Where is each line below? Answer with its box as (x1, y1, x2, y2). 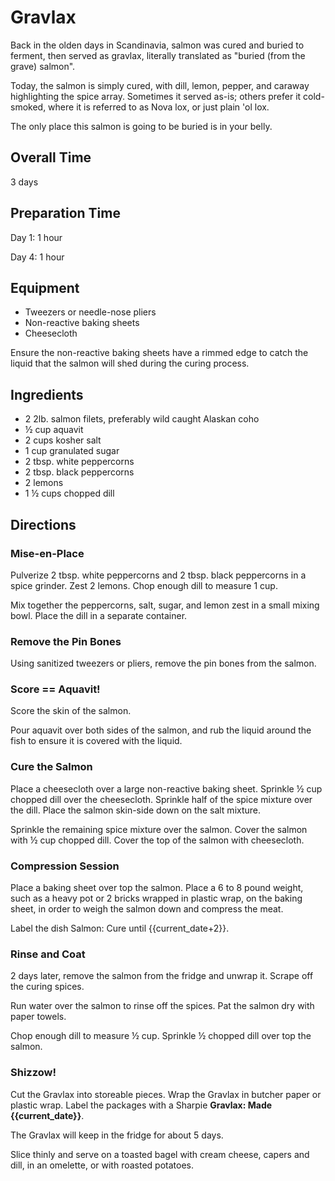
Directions (10, 516, 77, 533)
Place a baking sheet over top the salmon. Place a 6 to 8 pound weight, (10, 882, 304, 894)
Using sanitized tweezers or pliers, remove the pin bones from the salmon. (10, 657, 317, 670)
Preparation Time (10, 205, 121, 222)
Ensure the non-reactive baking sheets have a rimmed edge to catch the (10, 347, 309, 359)
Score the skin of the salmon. (10, 705, 132, 717)
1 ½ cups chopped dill (24, 487, 115, 500)
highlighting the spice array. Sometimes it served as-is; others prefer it (10, 90, 302, 102)
